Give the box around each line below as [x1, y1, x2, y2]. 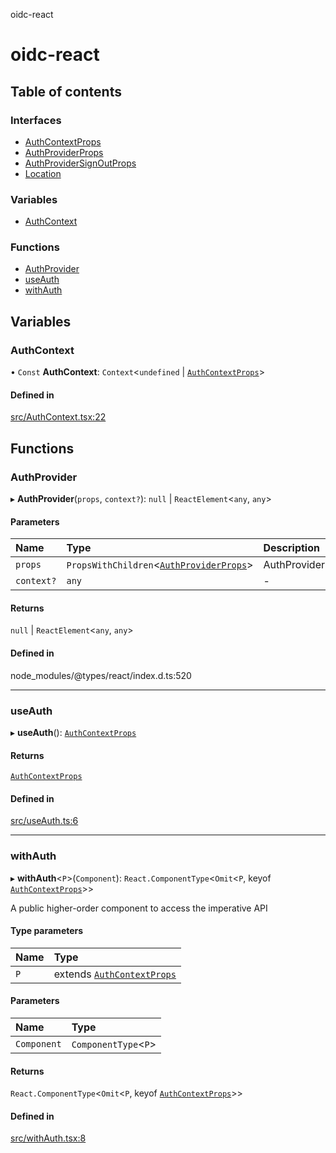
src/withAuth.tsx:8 [10, 1132, 87, 1144]
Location [24, 167, 62, 179]
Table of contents [10, 83, 122, 100]
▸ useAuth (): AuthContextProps [10, 726, 137, 738]
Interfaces [10, 113, 62, 127]
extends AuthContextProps [53, 967, 177, 981]
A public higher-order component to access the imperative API [10, 902, 268, 914]
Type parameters [10, 925, 84, 937]
